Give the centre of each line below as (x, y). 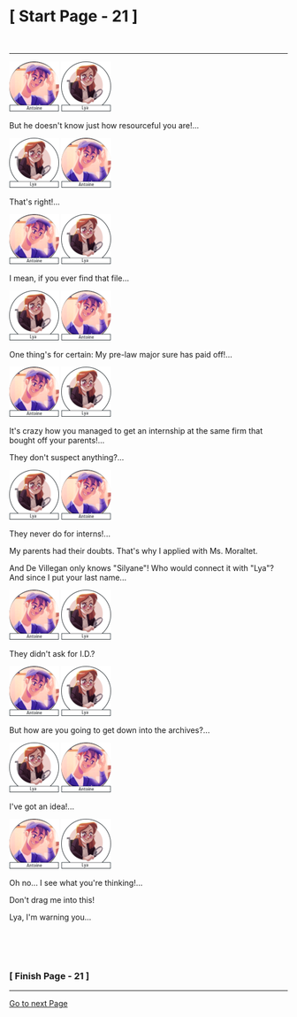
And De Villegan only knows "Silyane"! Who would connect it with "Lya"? (142, 567)
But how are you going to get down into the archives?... (110, 730)
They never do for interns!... (60, 534)
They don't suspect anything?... (67, 457)
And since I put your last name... (68, 577)
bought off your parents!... (57, 440)
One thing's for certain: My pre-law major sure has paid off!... (121, 354)
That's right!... (34, 202)
